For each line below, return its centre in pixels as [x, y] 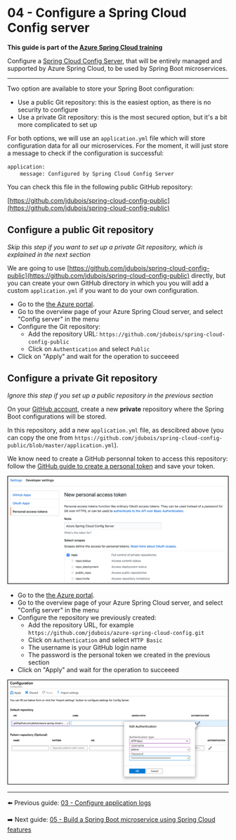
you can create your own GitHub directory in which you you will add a [108, 283]
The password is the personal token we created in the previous [119, 655]
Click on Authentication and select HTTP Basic [95, 640]
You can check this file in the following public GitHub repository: [100, 187]
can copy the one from [40, 438]
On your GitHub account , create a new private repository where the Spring [116, 409]
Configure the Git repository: [59, 326]
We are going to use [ [38, 268]
